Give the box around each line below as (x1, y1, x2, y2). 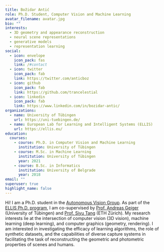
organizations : (5, 108, 36, 113)
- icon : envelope (9, 53, 45, 58)
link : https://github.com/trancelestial (14, 90, 98, 95)
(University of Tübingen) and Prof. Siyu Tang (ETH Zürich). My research (5, 210, 151, 216)
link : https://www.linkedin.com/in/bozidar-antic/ (14, 104, 120, 108)
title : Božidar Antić (5, 7, 50, 12)
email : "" (5, 177, 26, 182)
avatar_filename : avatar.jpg (5, 16, 65, 21)
